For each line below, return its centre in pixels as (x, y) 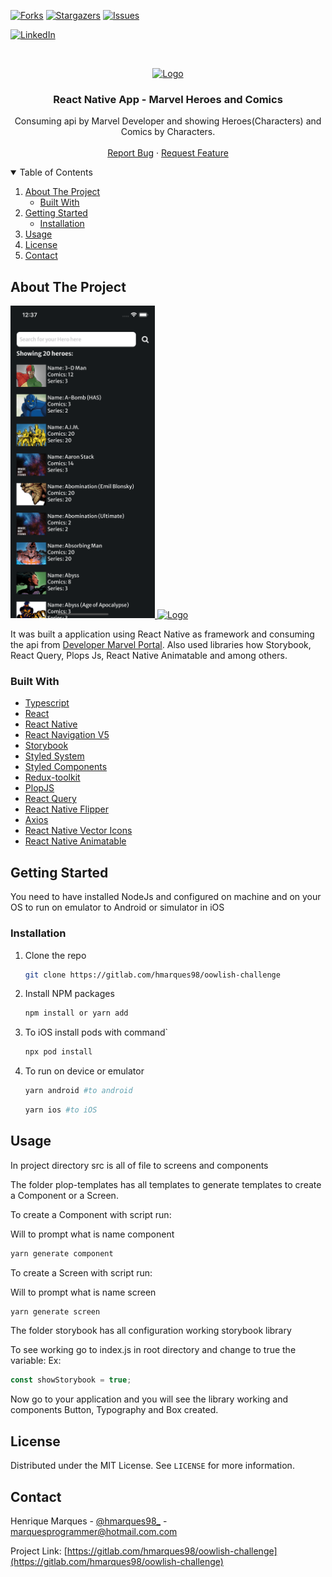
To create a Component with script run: (91, 1214)
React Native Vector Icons (78, 831)
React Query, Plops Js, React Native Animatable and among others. (149, 656)
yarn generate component (62, 1253)
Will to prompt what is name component (92, 1234)
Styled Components (66, 767)
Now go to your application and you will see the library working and (149, 1399)
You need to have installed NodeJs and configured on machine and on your (166, 897)
